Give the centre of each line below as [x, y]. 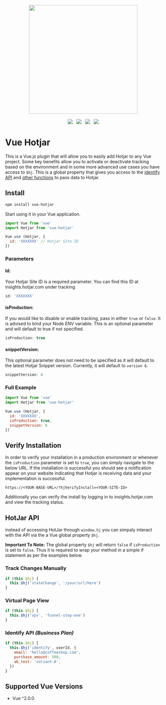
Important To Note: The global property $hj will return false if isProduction [83, 545]
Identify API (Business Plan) [40, 633]
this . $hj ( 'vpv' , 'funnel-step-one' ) [47, 615]
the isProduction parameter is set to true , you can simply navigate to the [80, 463]
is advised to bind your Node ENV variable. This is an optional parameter [79, 324]
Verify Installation [33, 445]
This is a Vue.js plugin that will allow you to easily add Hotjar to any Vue [78, 156]
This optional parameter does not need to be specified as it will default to [80, 360]
